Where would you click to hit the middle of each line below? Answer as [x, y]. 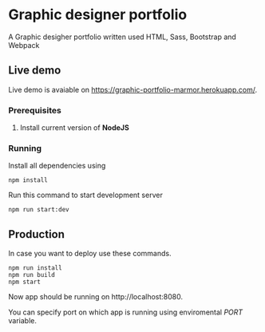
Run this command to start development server [86, 195]
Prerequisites [35, 110]
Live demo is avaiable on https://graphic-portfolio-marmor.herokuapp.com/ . [133, 89]
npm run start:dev [39, 210]
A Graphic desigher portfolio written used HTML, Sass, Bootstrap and [123, 37]
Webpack [24, 45]
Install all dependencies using [57, 166]
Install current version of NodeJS [74, 128]
